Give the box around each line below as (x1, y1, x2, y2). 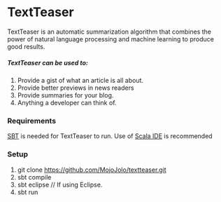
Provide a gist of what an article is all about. (17, 76, 144, 84)
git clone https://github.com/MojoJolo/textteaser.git (17, 166, 166, 174)
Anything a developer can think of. (17, 98, 117, 107)
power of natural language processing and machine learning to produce (7, 34, 215, 43)
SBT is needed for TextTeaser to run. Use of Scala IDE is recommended (7, 132, 213, 140)
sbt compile (17, 173, 52, 181)
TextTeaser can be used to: (7, 58, 89, 67)
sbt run (17, 187, 38, 196)
